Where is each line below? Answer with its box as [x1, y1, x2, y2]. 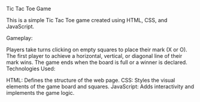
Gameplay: [6, 35, 33, 41]
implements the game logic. [6, 89, 75, 96]
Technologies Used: [6, 65, 56, 72]
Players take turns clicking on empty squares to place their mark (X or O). [6, 46, 187, 53]
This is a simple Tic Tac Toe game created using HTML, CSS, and [6, 17, 168, 23]
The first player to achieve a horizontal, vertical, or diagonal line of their [6, 52, 183, 59]
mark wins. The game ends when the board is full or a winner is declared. [6, 59, 187, 66]
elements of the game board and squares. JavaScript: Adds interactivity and [6, 83, 195, 90]
